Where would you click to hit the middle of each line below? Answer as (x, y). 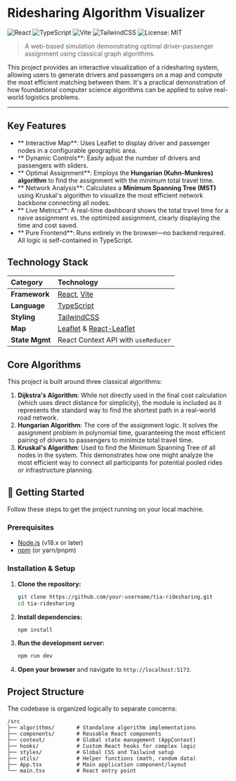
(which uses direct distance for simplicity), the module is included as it (119, 403)
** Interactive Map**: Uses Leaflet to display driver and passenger (114, 143)
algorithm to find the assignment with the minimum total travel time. (116, 180)
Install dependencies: (50, 617)
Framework (30, 294)
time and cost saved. (48, 225)
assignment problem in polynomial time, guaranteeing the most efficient (122, 433)
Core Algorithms (44, 364)
